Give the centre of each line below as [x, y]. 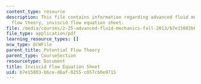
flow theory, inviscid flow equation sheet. [68, 22]
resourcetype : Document [36, 61]
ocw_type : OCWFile [29, 45]
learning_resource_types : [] [42, 39]
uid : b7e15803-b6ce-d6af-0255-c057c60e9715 [61, 72]
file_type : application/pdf [41, 34]
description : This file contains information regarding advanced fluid [97, 17]
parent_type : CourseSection [41, 56]
